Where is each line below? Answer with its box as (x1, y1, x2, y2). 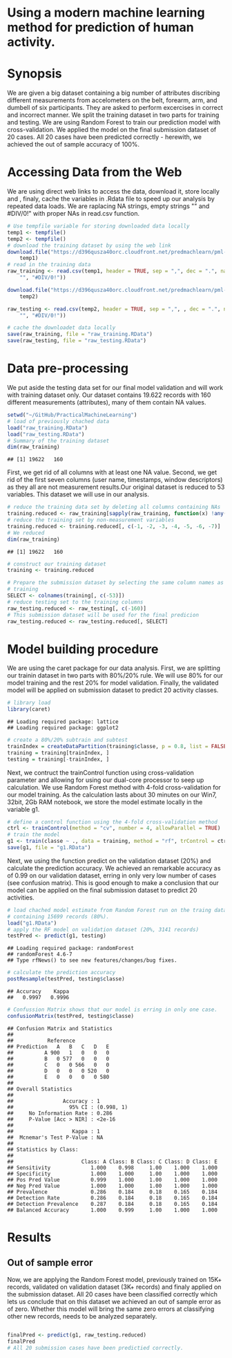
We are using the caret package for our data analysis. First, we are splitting (7, 664, 221, 672)
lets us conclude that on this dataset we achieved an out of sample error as (7, 1297, 222, 1305)
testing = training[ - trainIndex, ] (7, 756, 110, 763)
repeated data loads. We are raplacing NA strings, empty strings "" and (7, 202, 210, 210)
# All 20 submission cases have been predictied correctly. (7, 1344, 184, 1351)
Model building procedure (7, 641, 159, 657)
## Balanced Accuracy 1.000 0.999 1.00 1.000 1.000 (7, 1207, 217, 1213)
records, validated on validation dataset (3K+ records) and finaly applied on (7, 1283, 222, 1291)
